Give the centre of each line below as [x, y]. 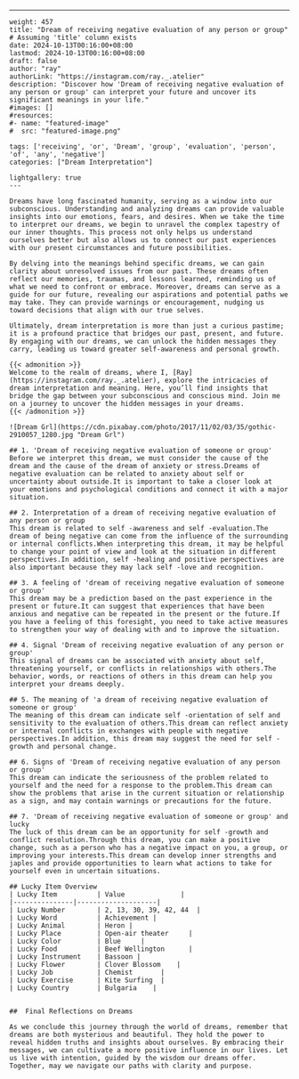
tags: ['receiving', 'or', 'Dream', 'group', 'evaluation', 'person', [143, 147]
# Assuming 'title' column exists [73, 37]
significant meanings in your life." [79, 100]
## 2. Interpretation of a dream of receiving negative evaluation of [143, 513]
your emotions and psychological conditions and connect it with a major [149, 490]
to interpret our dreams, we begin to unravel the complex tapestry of [145, 224]
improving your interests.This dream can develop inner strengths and [143, 856]
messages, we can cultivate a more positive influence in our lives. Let [149, 1051]
